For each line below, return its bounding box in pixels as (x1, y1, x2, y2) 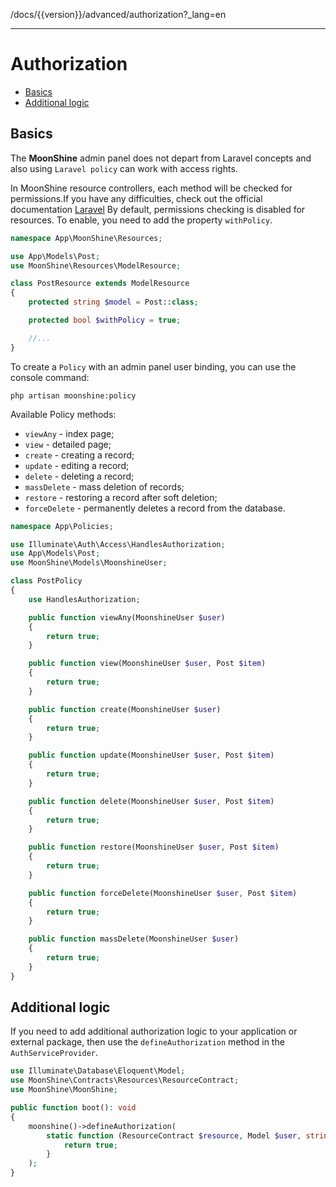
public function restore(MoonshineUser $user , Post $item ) (28, 842, 280, 853)
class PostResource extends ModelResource (10, 279, 190, 289)
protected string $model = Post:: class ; (28, 297, 199, 308)
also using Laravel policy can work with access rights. (10, 162, 238, 174)
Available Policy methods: (10, 408, 117, 420)
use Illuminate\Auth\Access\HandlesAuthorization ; (10, 539, 226, 549)
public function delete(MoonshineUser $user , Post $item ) (28, 796, 275, 806)
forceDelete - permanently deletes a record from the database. (24, 502, 286, 514)
